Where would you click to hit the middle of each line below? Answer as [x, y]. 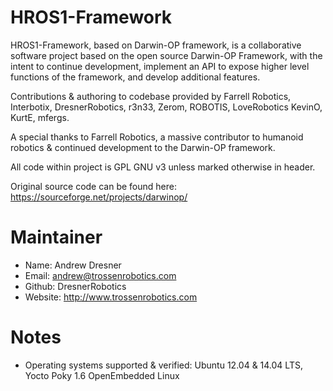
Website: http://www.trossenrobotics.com [111, 297]
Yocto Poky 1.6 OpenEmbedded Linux [102, 375]
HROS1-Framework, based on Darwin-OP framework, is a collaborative [156, 45]
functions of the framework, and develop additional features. [135, 77]
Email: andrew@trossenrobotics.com [100, 275]
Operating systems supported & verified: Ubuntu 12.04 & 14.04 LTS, [163, 365]
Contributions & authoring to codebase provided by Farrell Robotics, [151, 96]
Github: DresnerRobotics [75, 286]
